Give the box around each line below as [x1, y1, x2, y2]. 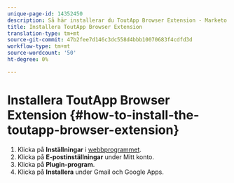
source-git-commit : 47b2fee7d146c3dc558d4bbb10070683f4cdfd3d [7, 36, 193, 43]
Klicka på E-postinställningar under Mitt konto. [17, 152, 155, 161]
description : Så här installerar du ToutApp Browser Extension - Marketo [7, 17, 228, 24]
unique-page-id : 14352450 [7, 10, 83, 18]
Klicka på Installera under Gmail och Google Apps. [17, 168, 165, 176]
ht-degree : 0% [7, 56, 49, 63]
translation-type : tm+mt [7, 29, 80, 37]
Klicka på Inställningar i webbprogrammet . [17, 145, 142, 154]
